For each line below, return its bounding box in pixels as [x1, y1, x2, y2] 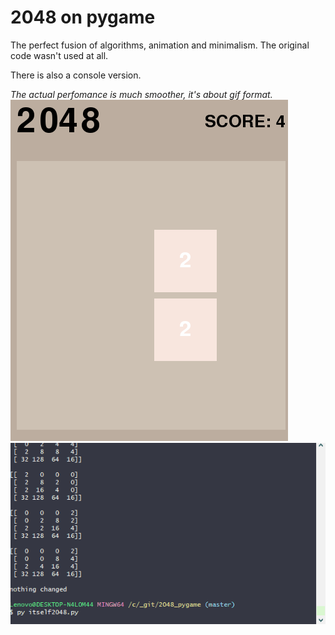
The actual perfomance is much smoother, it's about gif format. [10, 88, 273, 100]
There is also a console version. [10, 69, 142, 81]
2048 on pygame [10, 6, 156, 29]
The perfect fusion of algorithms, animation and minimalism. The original [10, 39, 310, 51]
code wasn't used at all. [10, 49, 109, 61]
